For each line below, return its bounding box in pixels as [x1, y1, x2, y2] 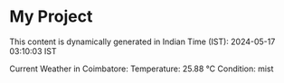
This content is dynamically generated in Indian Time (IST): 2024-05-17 [9, 36, 276, 47]
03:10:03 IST [9, 45, 57, 56]
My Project [9, 6, 93, 27]
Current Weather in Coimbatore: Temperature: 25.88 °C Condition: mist [9, 63, 274, 74]
